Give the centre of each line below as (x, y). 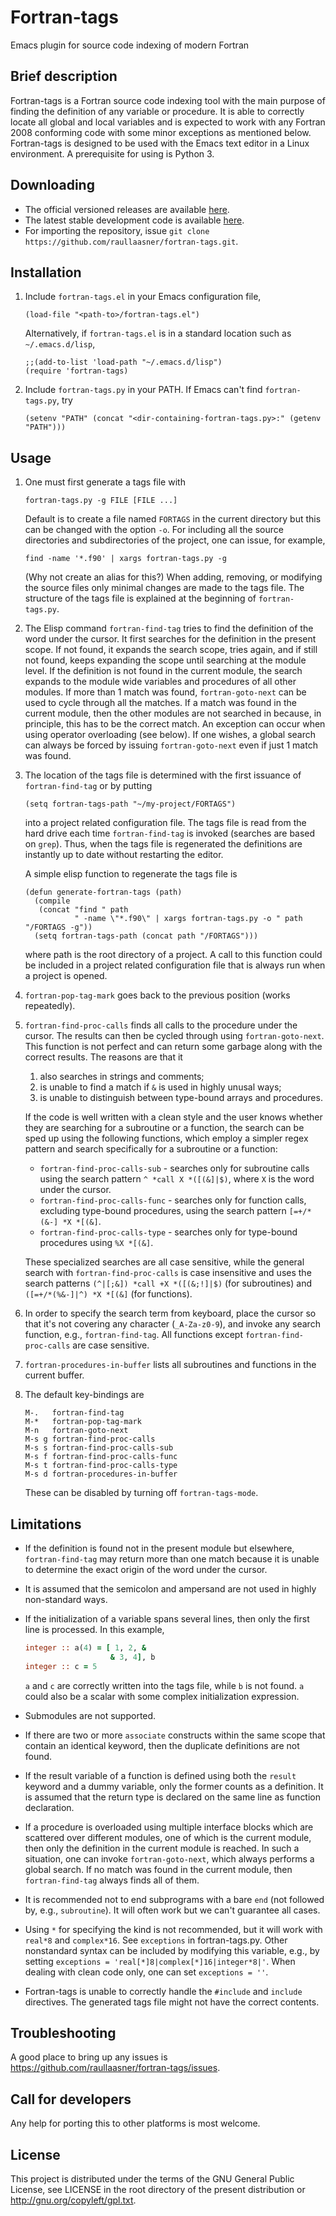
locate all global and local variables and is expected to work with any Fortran (168, 122)
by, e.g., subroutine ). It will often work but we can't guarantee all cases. (172, 1910)
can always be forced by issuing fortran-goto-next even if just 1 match (171, 745)
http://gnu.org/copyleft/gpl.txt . (73, 2200)
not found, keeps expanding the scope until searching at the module (165, 660)
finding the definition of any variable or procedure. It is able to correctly (157, 111)
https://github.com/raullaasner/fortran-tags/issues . (115, 2068)
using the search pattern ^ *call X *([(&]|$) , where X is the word (177, 1179)
